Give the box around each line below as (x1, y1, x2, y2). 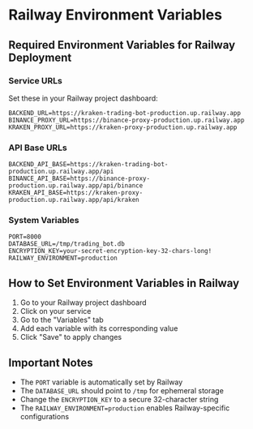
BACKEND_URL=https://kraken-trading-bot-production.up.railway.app (8, 109, 242, 117)
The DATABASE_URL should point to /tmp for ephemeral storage (19, 386, 225, 396)
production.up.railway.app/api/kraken (8, 196, 139, 204)
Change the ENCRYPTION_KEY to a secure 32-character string (19, 395, 219, 405)
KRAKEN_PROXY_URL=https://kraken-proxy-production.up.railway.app (8, 123, 238, 131)
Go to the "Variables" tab (19, 315, 104, 325)
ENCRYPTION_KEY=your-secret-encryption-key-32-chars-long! (8, 247, 212, 255)
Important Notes (8, 355, 93, 370)
